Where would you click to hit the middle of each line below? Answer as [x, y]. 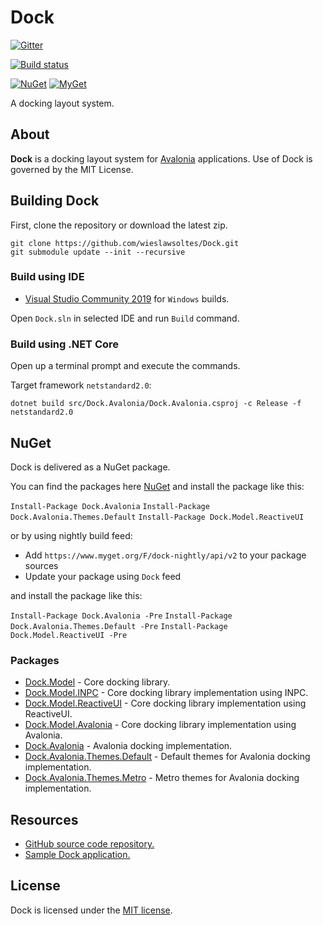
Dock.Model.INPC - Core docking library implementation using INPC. [166, 693]
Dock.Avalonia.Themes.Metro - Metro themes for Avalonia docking [162, 778]
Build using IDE [47, 277]
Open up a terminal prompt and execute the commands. [125, 366]
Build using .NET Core [65, 344]
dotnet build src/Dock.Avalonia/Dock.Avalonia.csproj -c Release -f [156, 404]
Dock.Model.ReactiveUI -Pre [69, 635]
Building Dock [55, 201]
